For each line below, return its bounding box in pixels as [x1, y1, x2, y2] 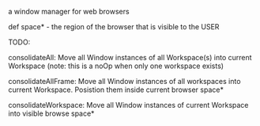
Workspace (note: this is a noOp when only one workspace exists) [8, 61, 224, 71]
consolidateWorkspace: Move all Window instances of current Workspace [8, 101, 249, 109]
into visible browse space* [8, 109, 95, 118]
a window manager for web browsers [8, 7, 130, 16]
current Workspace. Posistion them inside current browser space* [8, 85, 224, 94]
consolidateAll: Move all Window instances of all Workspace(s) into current [8, 53, 252, 62]
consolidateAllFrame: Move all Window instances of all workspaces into [8, 77, 241, 86]
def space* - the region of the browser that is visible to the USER [8, 22, 220, 31]
